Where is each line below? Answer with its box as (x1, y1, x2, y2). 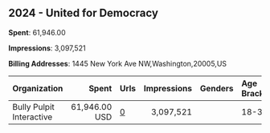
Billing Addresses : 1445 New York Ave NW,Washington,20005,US (8, 58, 227, 68)
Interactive (12, 111, 53, 123)
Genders (199, 83, 234, 94)
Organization (12, 83, 63, 94)
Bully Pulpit (12, 101, 55, 112)
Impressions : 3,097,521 (8, 43, 86, 53)
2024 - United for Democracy (8, 6, 159, 20)
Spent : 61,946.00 (8, 27, 66, 37)
